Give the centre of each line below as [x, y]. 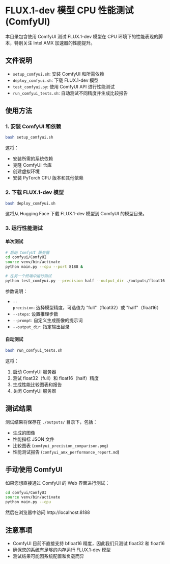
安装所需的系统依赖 [33, 159]
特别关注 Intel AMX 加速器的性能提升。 [54, 43]
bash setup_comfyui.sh [29, 138]
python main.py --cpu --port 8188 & [44, 267]
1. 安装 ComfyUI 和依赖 [33, 127]
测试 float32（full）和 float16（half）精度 [56, 378]
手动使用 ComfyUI [34, 470]
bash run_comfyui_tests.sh [34, 351]
